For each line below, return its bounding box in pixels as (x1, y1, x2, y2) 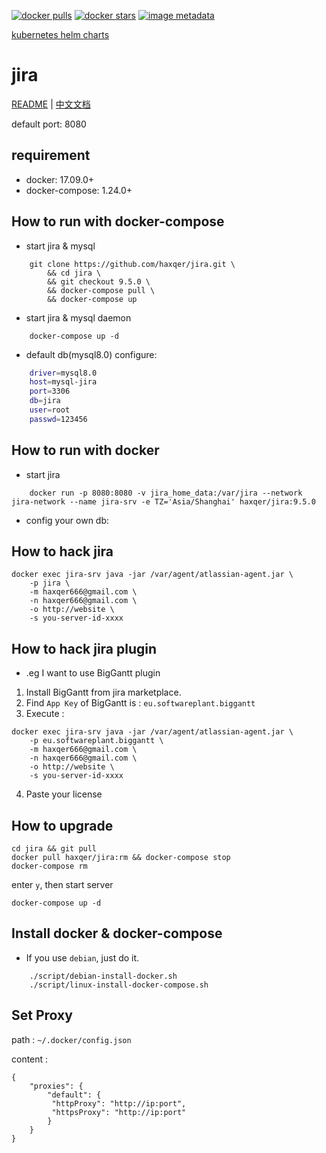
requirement (11, 147, 91, 164)
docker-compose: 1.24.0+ (25, 184, 133, 196)
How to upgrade (11, 817, 114, 834)
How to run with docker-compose (11, 213, 225, 230)
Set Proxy (11, 1007, 73, 1024)
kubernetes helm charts (11, 29, 110, 40)
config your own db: (25, 514, 110, 526)
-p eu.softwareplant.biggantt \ (29, 736, 164, 746)
